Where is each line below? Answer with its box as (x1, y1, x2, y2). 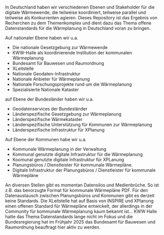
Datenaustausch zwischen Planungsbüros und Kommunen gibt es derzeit (5, 193, 155, 198)
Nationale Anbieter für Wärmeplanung (12, 76, 90, 82)
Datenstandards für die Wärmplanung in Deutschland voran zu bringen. (5, 25, 151, 31)
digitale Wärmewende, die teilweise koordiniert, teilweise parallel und (5, 9, 146, 15)
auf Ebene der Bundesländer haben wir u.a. (5, 96, 94, 102)
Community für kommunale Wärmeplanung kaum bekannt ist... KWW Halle (5, 208, 157, 214)
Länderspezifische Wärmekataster (12, 117, 83, 122)
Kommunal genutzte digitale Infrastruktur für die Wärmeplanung (12, 151, 143, 157)
